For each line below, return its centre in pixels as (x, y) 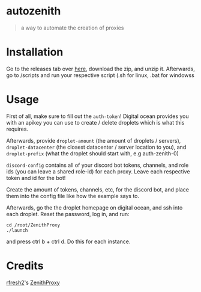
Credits (25, 266)
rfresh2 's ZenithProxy (33, 282)
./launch (17, 230)
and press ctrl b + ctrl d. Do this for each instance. (68, 241)
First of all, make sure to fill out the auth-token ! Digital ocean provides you (97, 116)
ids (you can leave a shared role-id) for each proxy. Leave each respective (98, 171)
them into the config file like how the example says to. (73, 196)
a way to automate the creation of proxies (72, 28)
